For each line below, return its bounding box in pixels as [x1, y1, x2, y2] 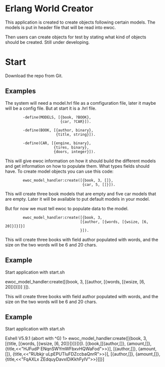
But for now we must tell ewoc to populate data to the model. [5, 205, 129, 212]
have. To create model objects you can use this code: [5, 168, 114, 174]
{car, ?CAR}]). [60, 119, 92, 124]
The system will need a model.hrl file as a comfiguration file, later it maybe [5, 100, 156, 106]
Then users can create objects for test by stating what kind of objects [5, 34, 146, 40]
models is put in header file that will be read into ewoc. [5, 24, 116, 30]
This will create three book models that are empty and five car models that [5, 190, 157, 197]
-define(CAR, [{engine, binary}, [23, 141, 92, 146]
